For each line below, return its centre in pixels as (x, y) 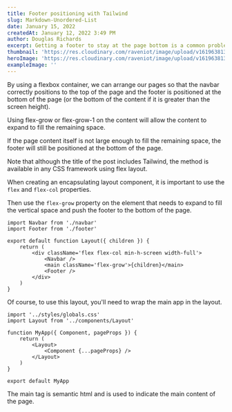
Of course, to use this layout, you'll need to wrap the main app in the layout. (115, 302)
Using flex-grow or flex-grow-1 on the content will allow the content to (107, 120)
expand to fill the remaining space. (56, 127)
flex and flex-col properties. (49, 189)
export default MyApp (38, 381)
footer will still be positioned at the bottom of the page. (85, 148)
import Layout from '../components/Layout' (71, 321)
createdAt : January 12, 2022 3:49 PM (61, 33)
